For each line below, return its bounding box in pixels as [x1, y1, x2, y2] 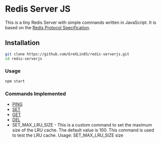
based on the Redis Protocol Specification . [5, 24, 90, 30]
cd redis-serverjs [5, 56, 42, 61]
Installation [5, 39, 40, 47]
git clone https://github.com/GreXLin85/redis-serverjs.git [5, 52, 130, 56]
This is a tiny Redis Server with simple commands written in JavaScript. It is [5, 19, 157, 25]
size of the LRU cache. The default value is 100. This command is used [12, 127, 154, 133]
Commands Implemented [5, 90, 66, 97]
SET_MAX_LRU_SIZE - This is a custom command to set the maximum [12, 122, 152, 127]
